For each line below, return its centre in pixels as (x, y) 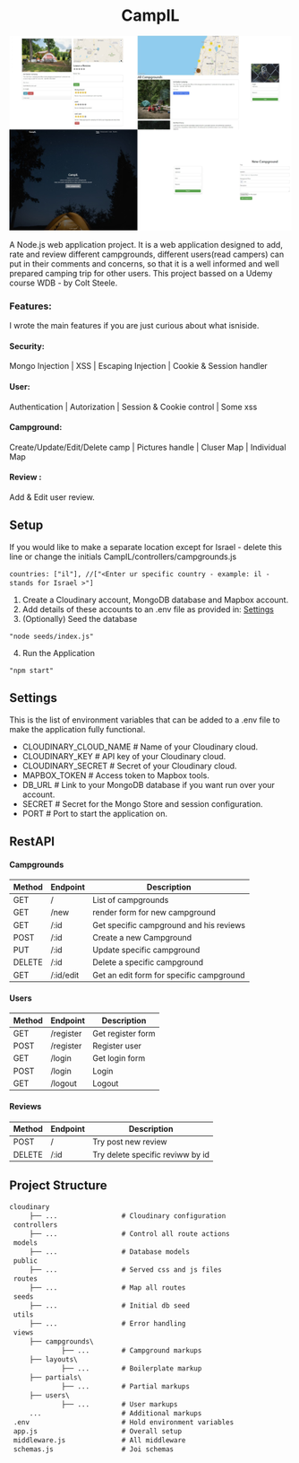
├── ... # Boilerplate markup (132, 1368)
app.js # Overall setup (97, 1431)
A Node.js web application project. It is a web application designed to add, (146, 244)
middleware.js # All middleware (99, 1440)
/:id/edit (65, 975)
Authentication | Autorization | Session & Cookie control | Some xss (133, 407)
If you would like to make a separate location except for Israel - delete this (145, 547)
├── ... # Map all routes (107, 1288)
